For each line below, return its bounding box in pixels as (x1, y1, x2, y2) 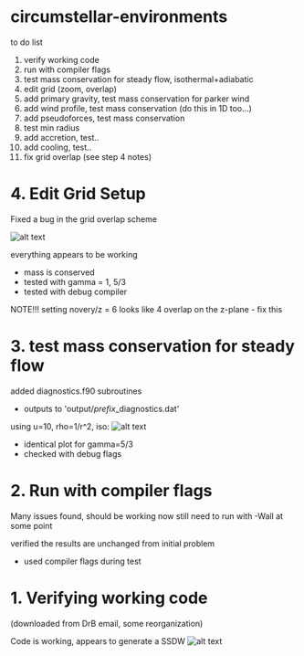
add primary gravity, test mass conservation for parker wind (23, 93, 250, 104)
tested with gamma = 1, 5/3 (23, 276, 127, 287)
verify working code (23, 54, 100, 65)
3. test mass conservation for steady (10, 336, 296, 357)
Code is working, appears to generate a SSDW (10, 635, 186, 646)
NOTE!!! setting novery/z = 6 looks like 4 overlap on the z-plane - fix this (10, 303, 283, 314)
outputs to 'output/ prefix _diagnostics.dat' (23, 403, 180, 414)
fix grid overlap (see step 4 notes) (23, 151, 152, 162)
